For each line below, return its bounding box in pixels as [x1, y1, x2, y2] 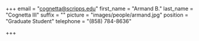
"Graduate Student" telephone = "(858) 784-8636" [5, 18, 132, 24]
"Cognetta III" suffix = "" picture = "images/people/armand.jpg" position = [5, 11, 189, 18]
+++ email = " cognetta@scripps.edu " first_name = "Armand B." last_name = [5, 5, 194, 12]
